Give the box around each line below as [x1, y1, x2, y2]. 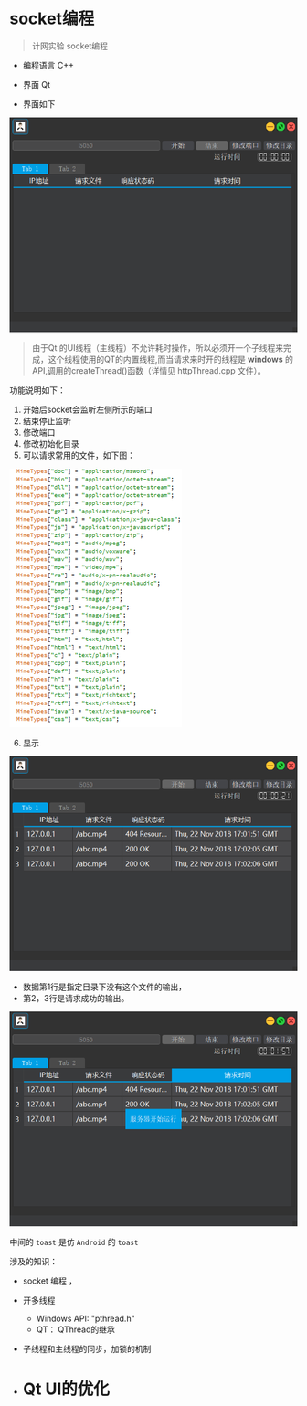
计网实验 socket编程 [31, 40, 108, 51]
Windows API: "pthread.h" [36, 1313, 135, 1324]
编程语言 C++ [22, 59, 75, 70]
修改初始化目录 [22, 438, 79, 449]
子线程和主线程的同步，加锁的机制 [22, 1343, 152, 1354]
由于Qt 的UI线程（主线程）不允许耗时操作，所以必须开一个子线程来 [31, 342, 284, 353]
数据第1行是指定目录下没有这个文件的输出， [22, 981, 187, 992]
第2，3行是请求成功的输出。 [22, 992, 130, 1003]
